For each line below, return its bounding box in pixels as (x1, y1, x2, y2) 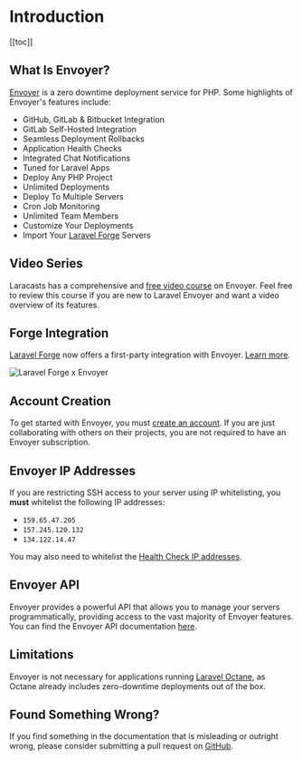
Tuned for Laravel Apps (22, 161, 110, 173)
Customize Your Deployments (22, 219, 134, 230)
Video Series (9, 256, 83, 271)
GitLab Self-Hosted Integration (22, 123, 137, 134)
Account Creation (9, 393, 111, 409)
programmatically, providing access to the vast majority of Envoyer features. (9, 610, 294, 622)
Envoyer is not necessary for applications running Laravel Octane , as (9, 671, 266, 682)
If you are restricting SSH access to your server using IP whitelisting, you (9, 487, 281, 498)
